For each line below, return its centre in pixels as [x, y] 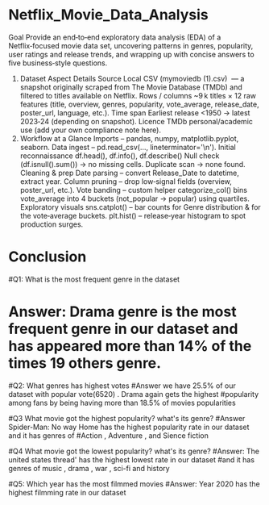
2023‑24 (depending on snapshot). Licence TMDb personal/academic [137, 121]
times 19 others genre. [85, 363]
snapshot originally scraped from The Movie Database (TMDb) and [131, 87]
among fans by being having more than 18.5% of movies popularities [122, 403]
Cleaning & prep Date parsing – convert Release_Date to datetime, [130, 173]
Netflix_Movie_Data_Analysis [109, 15]
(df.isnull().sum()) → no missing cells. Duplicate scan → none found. [132, 164]
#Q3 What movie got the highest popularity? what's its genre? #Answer [127, 418]
